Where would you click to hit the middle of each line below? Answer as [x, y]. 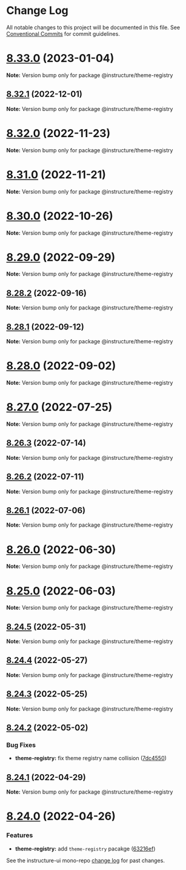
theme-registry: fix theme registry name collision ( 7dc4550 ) [91, 758]
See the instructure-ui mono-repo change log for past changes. [86, 860]
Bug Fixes [21, 745]
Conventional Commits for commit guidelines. [63, 33]
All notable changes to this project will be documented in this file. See [93, 27]
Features [20, 835]
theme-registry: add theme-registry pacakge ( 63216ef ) [85, 848]
